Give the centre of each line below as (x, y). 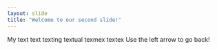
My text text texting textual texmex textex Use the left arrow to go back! (108, 39)
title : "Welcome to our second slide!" (64, 20)
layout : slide (28, 13)
